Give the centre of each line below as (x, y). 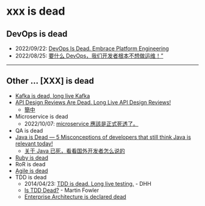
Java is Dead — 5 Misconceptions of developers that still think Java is (103, 137)
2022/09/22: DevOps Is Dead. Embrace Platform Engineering (92, 48)
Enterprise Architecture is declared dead (75, 196)
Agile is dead (31, 171)
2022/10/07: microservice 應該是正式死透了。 (81, 123)
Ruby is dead (32, 158)
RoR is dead (30, 164)
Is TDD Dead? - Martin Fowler (62, 190)
